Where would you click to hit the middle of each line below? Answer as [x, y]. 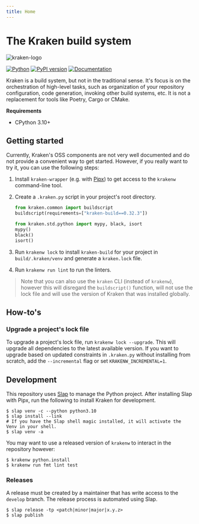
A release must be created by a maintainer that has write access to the [92, 493]
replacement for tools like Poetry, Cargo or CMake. [68, 99]
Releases [20, 480]
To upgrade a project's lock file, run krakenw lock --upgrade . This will [91, 342]
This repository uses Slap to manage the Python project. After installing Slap [99, 394]
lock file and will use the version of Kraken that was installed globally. [105, 293]
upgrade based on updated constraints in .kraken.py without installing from [98, 355]
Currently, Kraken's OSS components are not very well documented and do [98, 155]
